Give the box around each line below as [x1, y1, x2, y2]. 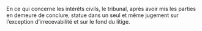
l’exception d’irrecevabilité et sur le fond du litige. [6, 18, 130, 25]
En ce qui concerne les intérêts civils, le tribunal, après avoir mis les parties [6, 5, 196, 12]
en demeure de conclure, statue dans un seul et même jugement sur [6, 12, 179, 19]
